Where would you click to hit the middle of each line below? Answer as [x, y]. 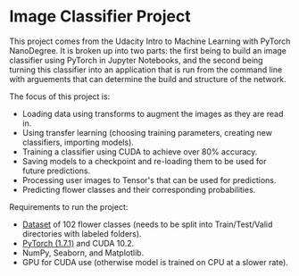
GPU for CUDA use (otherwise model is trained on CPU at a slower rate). [155, 262]
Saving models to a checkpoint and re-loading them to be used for [144, 161]
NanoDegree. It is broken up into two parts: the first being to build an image [148, 50]
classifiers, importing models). [78, 142]
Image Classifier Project [100, 17]
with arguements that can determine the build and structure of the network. [148, 79]
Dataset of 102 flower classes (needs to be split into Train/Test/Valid [147, 224]
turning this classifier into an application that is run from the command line [146, 70]
